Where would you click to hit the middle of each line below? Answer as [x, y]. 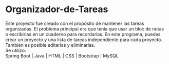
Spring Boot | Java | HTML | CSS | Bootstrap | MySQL [62, 56]
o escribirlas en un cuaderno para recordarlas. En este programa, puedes [83, 34]
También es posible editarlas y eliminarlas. [50, 45]
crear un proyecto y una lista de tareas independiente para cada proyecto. [84, 40]
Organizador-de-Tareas [57, 9]
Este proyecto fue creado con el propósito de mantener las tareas [75, 23]
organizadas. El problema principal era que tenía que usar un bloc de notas [85, 28]
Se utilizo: [16, 50]
